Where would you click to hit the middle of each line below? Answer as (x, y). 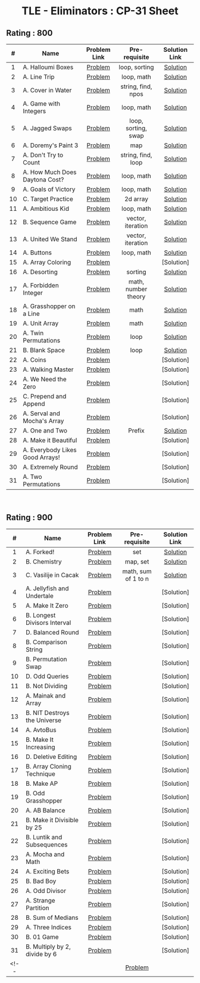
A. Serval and (42, 413)
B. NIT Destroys (48, 713)
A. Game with (42, 104)
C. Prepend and (45, 396)
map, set (137, 561)
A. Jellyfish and (47, 588)
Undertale (40, 596)
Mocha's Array (43, 421)
